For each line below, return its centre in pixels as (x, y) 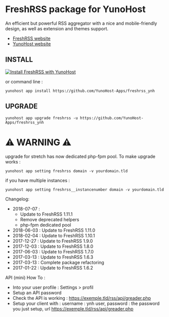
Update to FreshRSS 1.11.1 (46, 214)
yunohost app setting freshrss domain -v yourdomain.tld (67, 171)
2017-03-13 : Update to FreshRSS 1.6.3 (53, 257)
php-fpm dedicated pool (46, 225)
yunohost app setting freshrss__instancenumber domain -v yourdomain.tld (85, 190)
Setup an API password (37, 293)
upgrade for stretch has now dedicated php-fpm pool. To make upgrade (80, 156)
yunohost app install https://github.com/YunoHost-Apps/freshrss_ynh (80, 91)
